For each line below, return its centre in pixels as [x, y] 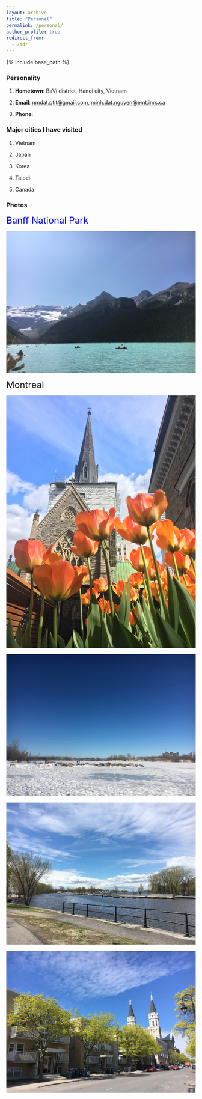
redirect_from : [25, 38]
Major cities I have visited [44, 130]
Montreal [25, 385]
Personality [23, 78]
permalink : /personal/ [35, 25]
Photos [17, 205]
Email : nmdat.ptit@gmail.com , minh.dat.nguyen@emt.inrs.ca [90, 103]
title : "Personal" [29, 19]
